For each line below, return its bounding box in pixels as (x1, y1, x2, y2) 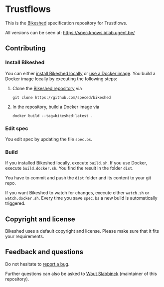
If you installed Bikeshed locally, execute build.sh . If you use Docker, (5, 160, 148, 166)
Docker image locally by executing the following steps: (5, 76, 118, 82)
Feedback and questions (5, 248, 84, 256)
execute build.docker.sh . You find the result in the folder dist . (5, 165, 134, 171)
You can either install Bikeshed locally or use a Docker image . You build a (5, 70, 156, 76)
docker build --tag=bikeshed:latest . (12, 113, 93, 118)
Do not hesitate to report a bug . (5, 261, 70, 267)
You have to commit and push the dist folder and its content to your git (5, 175, 152, 181)
